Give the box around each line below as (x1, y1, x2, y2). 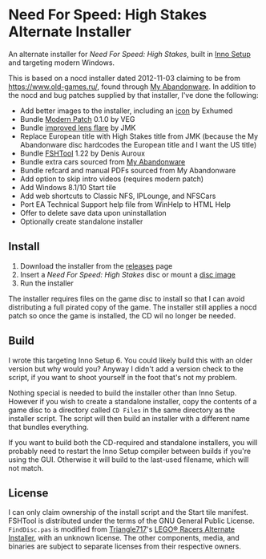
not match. (8, 463, 44, 472)
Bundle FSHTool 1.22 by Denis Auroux (19, 148, 146, 158)
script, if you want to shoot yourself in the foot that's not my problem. (8, 372, 238, 382)
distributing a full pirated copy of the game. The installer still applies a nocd (8, 302, 257, 312)
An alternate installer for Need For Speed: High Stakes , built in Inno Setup (8, 49, 251, 59)
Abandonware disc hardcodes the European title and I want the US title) (19, 140, 257, 149)
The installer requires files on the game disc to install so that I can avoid (8, 294, 245, 303)
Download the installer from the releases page (19, 261, 173, 270)
